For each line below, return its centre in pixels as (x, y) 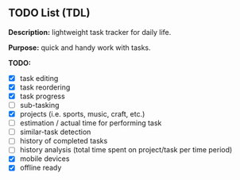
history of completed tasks (64, 141)
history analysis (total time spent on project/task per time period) (126, 150)
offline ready (41, 168)
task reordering (45, 87)
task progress (42, 96)
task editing (39, 78)
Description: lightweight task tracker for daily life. (90, 32)
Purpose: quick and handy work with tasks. (79, 48)
